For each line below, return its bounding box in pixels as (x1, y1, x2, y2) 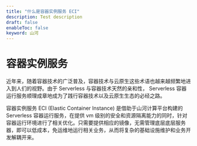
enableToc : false (6, 25, 49, 31)
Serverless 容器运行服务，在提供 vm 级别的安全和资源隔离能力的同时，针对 (6, 112, 188, 119)
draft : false (6, 19, 38, 25)
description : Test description (6, 14, 83, 20)
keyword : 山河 (6, 30, 39, 36)
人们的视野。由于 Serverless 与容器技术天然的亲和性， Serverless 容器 (16, 85, 187, 92)
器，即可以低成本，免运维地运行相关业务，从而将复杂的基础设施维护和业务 (6, 127, 186, 134)
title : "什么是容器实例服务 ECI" (6, 8, 80, 15)
